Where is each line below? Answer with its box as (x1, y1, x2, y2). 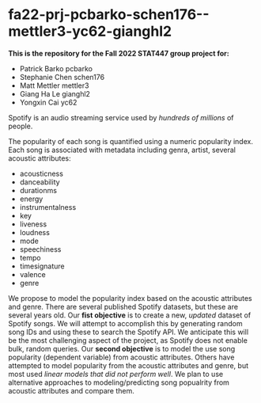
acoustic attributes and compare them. (8, 386, 134, 395)
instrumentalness (19, 202, 77, 211)
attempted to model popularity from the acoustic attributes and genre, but (8, 360, 249, 370)
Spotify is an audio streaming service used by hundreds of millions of (8, 112, 234, 122)
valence (19, 269, 46, 279)
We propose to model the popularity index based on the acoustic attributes (8, 293, 252, 302)
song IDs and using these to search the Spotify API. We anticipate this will (8, 327, 249, 336)
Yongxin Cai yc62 (19, 97, 78, 107)
